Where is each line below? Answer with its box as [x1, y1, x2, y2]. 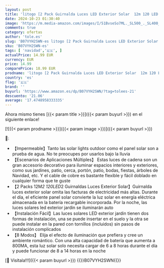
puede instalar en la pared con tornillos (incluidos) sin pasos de [12, 221, 140, 227]
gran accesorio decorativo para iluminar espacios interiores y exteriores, [12, 162, 159, 168]
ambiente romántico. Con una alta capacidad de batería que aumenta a [12, 238, 155, 244]
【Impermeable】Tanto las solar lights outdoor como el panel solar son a [12, 145, 159, 151]
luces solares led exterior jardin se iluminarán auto [12, 205, 114, 210]
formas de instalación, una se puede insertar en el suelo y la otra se [12, 216, 149, 222]
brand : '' [5, 84, 25, 89]
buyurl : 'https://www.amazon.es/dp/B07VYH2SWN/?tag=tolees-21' [5, 89, 137, 94]
